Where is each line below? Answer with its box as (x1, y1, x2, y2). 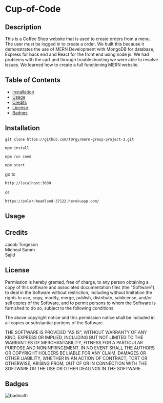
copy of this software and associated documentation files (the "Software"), (5, 284, 156, 290)
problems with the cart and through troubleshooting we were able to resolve (5, 57, 158, 62)
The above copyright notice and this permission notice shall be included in (5, 314, 155, 320)
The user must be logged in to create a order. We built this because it (5, 41, 144, 47)
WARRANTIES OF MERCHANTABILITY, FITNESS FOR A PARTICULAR (5, 339, 143, 345)
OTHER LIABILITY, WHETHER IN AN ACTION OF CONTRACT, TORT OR (5, 355, 147, 361)
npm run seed (5, 154, 32, 159)
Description (5, 23, 41, 31)
